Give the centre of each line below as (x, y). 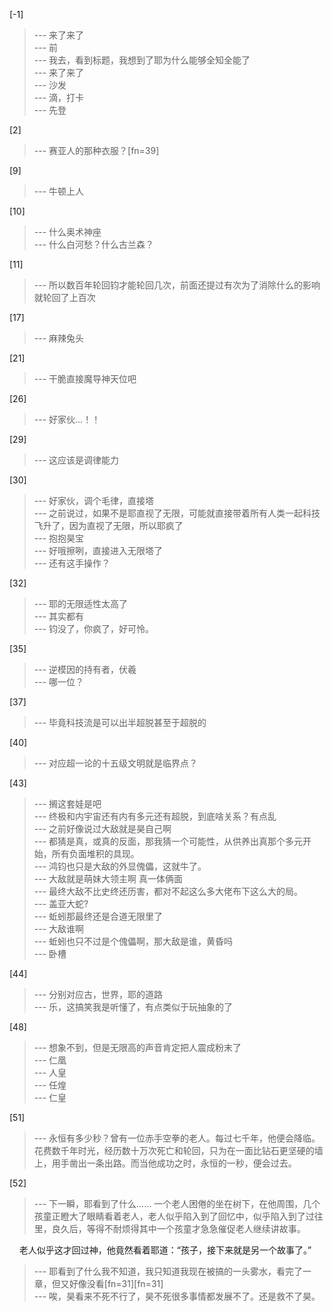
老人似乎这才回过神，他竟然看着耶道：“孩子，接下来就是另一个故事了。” (165, 1250)
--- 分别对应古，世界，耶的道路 (98, 994)
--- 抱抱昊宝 (59, 538)
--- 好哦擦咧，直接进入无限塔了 (98, 550)
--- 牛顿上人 (59, 191)
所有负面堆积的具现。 (95, 853)
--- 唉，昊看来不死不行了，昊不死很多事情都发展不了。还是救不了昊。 (177, 1296)
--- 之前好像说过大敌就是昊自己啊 (102, 828)
